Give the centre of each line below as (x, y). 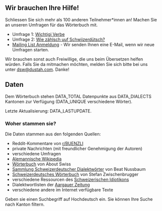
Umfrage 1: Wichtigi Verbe (38, 34)
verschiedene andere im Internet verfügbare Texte (63, 190)
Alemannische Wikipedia (37, 159)
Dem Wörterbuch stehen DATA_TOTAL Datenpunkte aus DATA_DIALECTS (78, 96)
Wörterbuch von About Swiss (42, 164)
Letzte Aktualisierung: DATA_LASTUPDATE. (48, 111)
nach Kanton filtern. (25, 204)
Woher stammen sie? (31, 123)
